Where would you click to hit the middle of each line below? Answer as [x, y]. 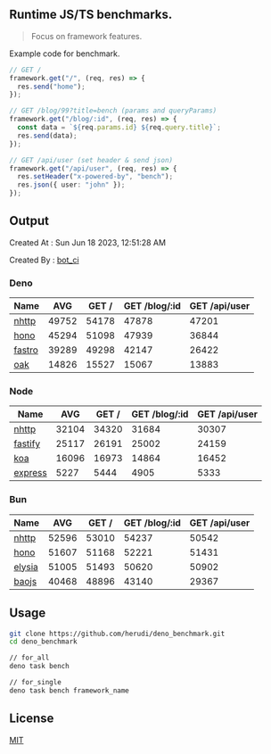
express [30, 473]
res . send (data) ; [47, 136]
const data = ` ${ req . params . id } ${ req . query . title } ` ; [119, 128]
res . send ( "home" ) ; [52, 87]
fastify [27, 443]
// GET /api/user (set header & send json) [91, 160]
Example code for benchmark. [65, 54]
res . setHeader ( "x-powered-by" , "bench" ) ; [95, 177]
